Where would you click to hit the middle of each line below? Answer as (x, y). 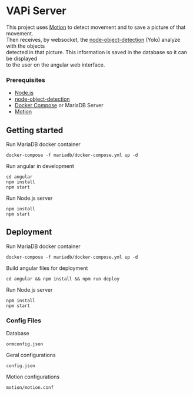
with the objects (26, 46)
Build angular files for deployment (47, 268)
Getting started (35, 130)
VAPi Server (36, 11)
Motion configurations (33, 377)
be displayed (21, 58)
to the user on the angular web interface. (56, 65)
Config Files (24, 321)
